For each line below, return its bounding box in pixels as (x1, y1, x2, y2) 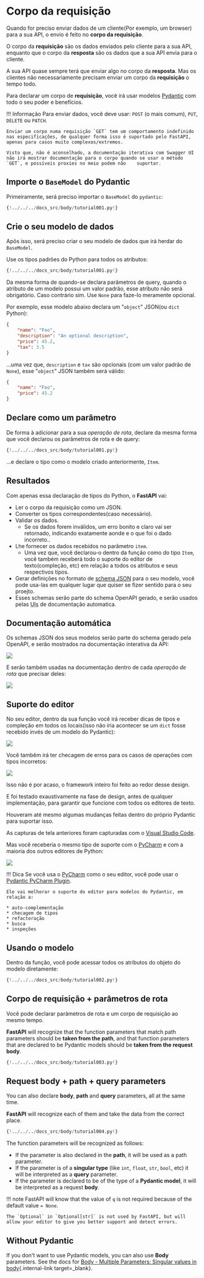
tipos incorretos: (6, 758, 47, 765)
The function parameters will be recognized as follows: (6, 1139, 144, 1147)
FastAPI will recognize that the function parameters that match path (6, 1028, 176, 1036)
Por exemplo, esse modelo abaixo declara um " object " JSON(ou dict (6, 303, 180, 311)
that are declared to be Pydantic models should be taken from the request (6, 1041, 193, 1048)
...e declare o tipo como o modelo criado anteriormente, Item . (6, 458, 160, 466)
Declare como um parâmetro (6, 413, 117, 423)
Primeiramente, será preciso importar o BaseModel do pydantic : (6, 193, 163, 200)
